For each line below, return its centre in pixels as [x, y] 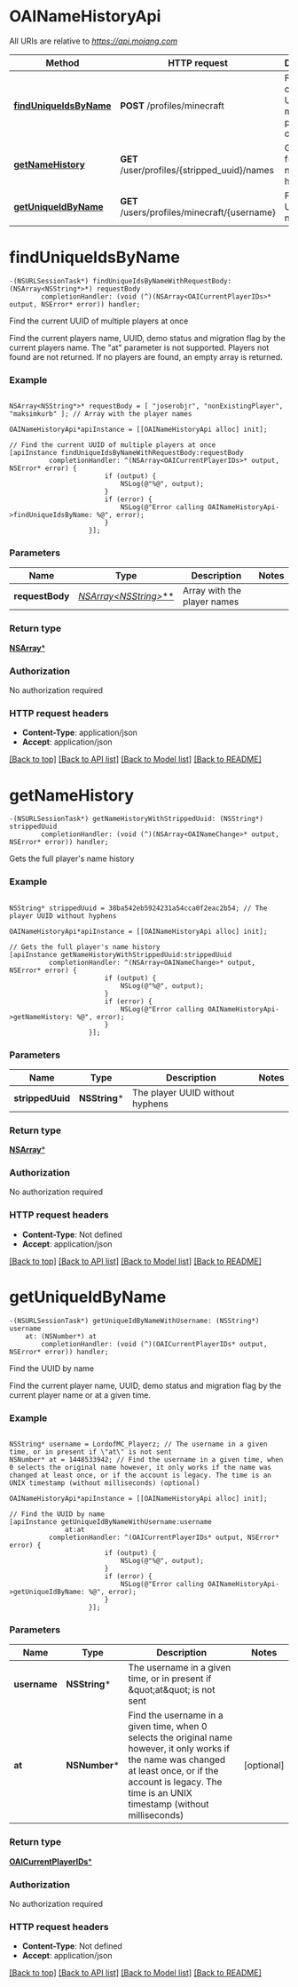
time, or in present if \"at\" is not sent [91, 1452]
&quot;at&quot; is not [172, 1690]
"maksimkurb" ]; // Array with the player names [101, 414]
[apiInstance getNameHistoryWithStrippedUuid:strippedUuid [121, 954]
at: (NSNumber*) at [61, 1336]
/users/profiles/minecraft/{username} [198, 212]
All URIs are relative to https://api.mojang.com [94, 41]
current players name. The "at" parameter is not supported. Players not [139, 347]
